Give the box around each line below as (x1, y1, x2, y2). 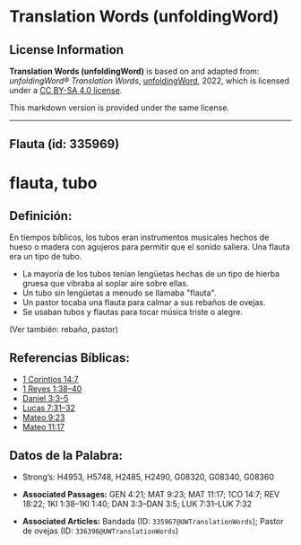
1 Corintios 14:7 (21, 374, 79, 385)
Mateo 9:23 (21, 412, 65, 423)
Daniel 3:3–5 (21, 393, 69, 404)
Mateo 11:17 (21, 422, 65, 433)
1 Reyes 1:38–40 (21, 383, 82, 394)
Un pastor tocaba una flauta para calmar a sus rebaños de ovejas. (21, 297, 266, 308)
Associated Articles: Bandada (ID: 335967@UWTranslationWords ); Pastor (21, 516, 284, 527)
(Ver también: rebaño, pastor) (9, 324, 119, 335)
